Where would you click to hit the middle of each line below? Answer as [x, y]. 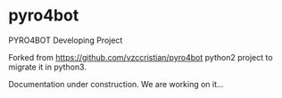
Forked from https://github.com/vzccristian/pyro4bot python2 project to [141, 57]
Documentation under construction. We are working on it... [116, 84]
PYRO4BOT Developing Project [66, 40]
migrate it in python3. [47, 67]
